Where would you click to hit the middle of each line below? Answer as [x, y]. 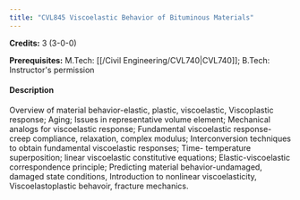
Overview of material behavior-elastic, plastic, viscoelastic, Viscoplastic [141, 110]
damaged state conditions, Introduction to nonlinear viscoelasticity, [133, 176]
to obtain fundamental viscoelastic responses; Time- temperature [130, 147]
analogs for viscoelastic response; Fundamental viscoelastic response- [141, 129]
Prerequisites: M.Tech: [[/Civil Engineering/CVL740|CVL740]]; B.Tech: [140, 60]
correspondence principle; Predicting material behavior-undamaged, [136, 167]
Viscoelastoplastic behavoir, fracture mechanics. [99, 186]
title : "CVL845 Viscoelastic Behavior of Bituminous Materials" [132, 17]
